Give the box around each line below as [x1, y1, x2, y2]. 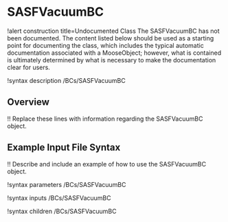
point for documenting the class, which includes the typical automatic [7, 41, 204, 49]
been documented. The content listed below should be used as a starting [7, 34, 214, 42]
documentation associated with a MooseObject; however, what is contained [7, 49, 222, 57]
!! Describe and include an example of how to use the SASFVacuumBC [7, 160, 207, 168]
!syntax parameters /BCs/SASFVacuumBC [7, 180, 126, 188]
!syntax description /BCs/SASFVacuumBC [7, 76, 126, 84]
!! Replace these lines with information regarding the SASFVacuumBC [7, 114, 203, 123]
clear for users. [7, 63, 50, 71]
